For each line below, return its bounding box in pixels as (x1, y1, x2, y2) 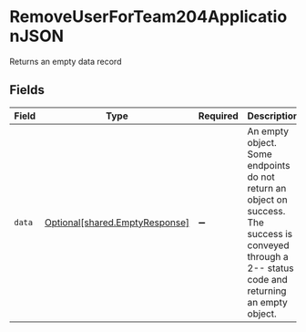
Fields (9, 82, 46, 98)
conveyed (247, 239, 290, 252)
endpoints (247, 159, 291, 171)
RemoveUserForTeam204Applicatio (9, 6, 288, 27)
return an (247, 182, 287, 194)
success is (247, 227, 293, 240)
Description (247, 109, 300, 122)
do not (247, 171, 275, 183)
